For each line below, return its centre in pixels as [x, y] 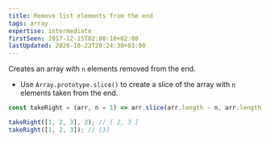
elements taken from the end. [69, 93]
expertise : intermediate [50, 31]
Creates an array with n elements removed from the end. [102, 69]
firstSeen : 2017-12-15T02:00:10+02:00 [73, 38]
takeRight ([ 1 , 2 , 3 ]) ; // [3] [59, 130]
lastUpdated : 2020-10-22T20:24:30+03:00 [77, 46]
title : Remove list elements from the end [81, 16]
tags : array [28, 23]
